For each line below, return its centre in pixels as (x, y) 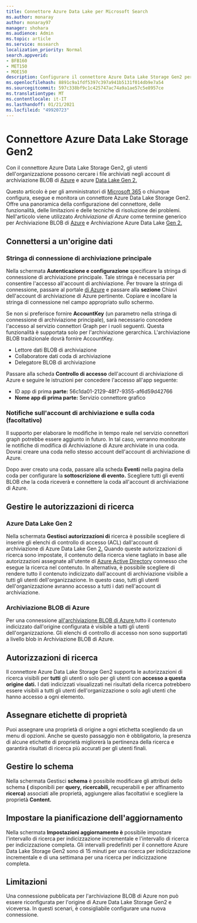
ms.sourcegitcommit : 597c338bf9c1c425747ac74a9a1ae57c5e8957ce (85, 88)
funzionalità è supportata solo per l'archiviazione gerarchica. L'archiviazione (98, 332)
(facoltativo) (24, 420)
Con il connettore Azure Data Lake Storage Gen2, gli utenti (77, 168)
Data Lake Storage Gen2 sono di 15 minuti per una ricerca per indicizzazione (98, 851)
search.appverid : (27, 55)
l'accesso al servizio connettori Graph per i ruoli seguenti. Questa (85, 326)
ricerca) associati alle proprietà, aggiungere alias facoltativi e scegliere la (95, 793)
